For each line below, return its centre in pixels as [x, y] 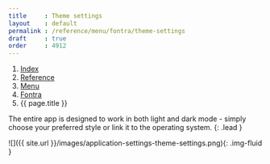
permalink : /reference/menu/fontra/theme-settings [97, 31]
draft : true [37, 38]
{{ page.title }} [44, 103]
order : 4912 [37, 46]
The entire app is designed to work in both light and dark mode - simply [127, 119]
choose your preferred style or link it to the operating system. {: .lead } [126, 128]
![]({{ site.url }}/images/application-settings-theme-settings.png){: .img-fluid [135, 143]
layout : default [43, 23]
